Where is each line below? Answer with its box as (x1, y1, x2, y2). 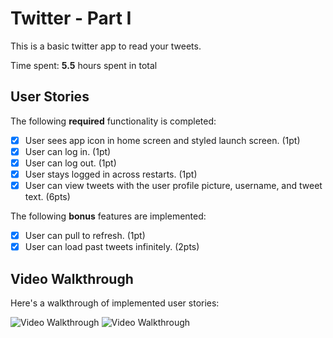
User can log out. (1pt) (24, 157, 117, 169)
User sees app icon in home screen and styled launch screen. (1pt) (24, 134, 301, 146)
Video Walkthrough (10, 270, 134, 287)
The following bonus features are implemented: (10, 210, 207, 222)
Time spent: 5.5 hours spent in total (10, 59, 158, 71)
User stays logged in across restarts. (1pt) (24, 168, 198, 180)
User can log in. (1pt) (24, 145, 112, 157)
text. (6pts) (24, 191, 71, 203)
